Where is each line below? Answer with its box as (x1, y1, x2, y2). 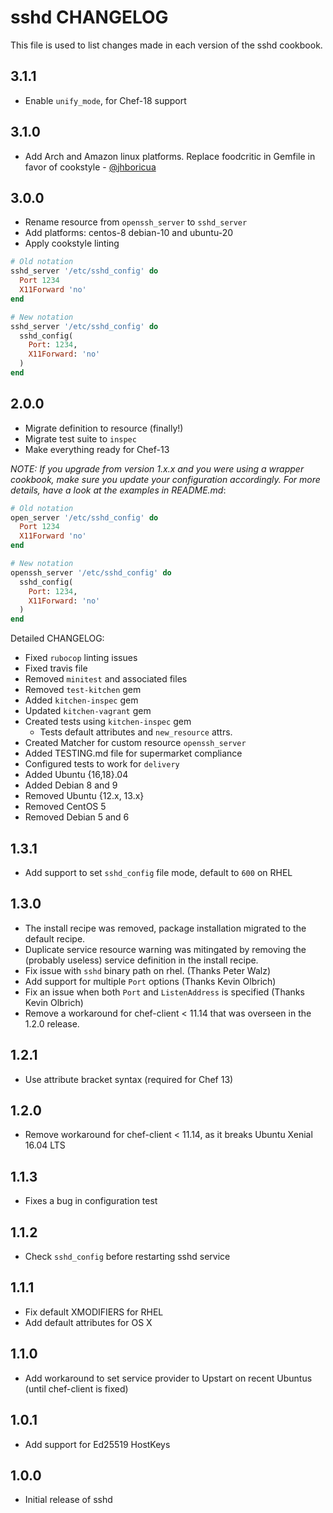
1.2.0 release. (24, 1017, 80, 1030)
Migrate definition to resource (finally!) (24, 422, 184, 434)
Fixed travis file (24, 662, 88, 675)
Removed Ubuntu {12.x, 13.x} (24, 790, 145, 802)
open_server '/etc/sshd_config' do (10, 512, 159, 523)
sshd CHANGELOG (10, 6, 169, 29)
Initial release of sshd (24, 1494, 113, 1506)
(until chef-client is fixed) (24, 1382, 129, 1395)
